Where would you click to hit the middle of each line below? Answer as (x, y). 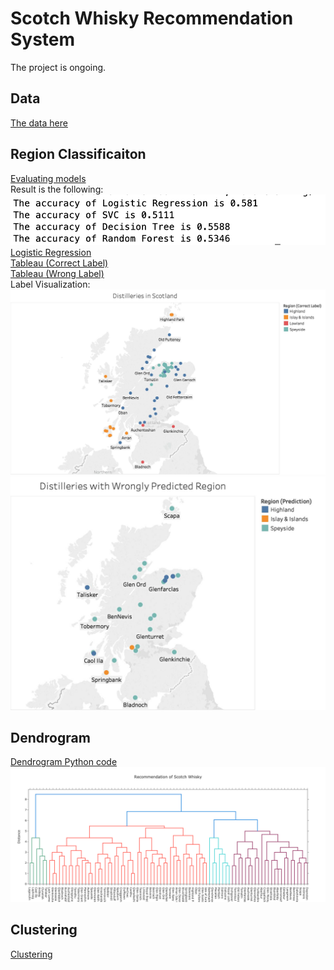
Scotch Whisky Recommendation (152, 18)
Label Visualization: (50, 284)
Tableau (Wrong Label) (57, 273)
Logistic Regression (51, 252)
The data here (39, 123)
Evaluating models (48, 178)
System (43, 39)
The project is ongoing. (58, 67)
